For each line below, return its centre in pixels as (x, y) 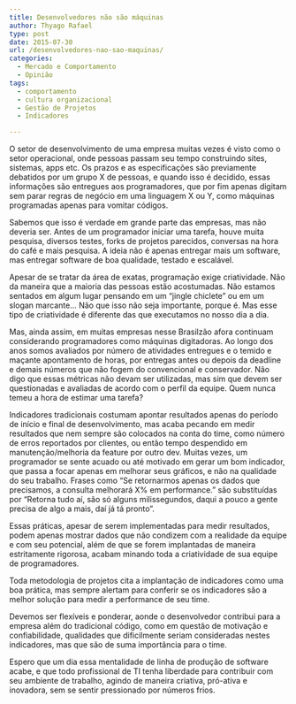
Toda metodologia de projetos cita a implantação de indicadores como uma (147, 581)
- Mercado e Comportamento (67, 67)
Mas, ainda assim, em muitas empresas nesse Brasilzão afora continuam (141, 332)
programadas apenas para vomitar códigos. (89, 205)
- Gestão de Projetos (57, 108)
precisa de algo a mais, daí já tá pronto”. (82, 509)
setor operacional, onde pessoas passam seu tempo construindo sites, (138, 158)
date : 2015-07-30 (41, 42)
